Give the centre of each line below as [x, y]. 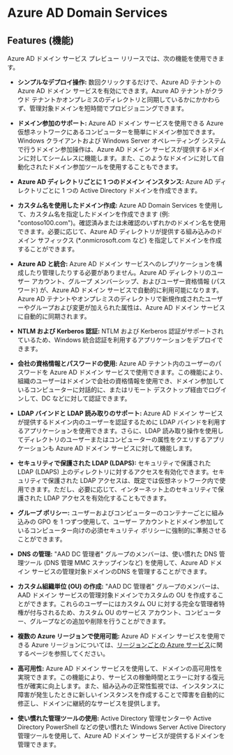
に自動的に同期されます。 [54, 316]
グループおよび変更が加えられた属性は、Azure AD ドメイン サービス [127, 308]
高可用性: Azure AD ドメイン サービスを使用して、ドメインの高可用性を [120, 668]
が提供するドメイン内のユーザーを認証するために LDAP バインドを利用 [119, 422]
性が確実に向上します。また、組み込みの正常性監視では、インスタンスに [121, 686]
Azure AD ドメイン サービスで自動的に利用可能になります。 [137, 290]
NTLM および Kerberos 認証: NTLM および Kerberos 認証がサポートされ [121, 331]
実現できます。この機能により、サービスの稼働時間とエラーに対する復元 [121, 677]
